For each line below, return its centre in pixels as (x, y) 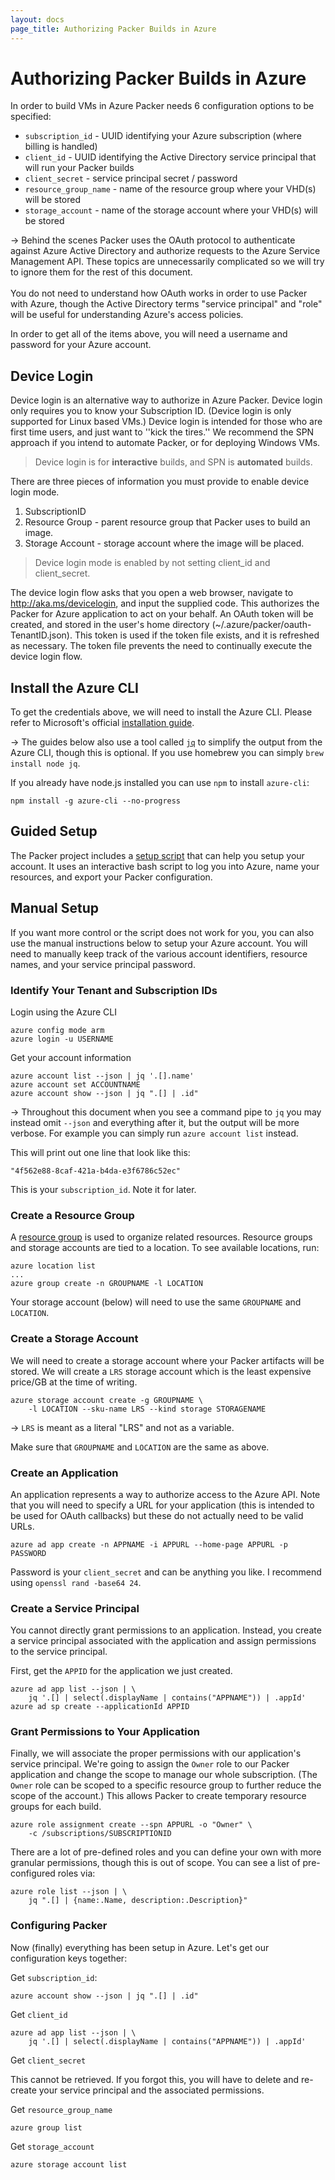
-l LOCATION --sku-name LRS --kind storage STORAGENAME (147, 1409)
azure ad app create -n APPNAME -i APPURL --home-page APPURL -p (149, 1544)
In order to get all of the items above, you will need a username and (149, 334)
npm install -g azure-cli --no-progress (96, 801)
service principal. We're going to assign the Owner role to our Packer (150, 1764)
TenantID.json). (41, 635)
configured (33, 1873)
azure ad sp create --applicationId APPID (100, 1707)
